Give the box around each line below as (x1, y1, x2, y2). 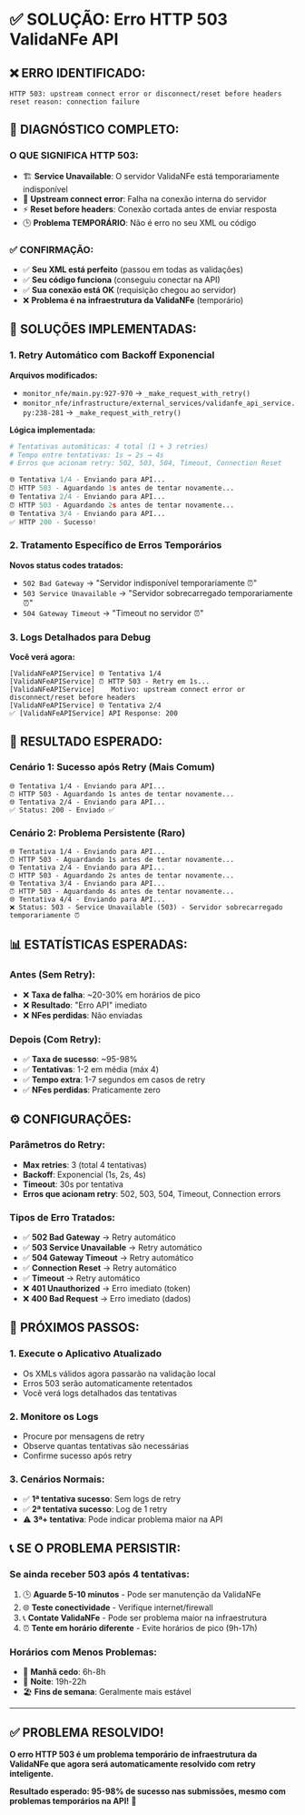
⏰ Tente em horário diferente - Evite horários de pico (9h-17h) (22, 1623, 258, 1634)
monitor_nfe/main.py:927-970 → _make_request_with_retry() (22, 387, 251, 398)
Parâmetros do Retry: (9, 1139, 106, 1151)
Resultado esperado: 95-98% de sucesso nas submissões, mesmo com (9, 1786, 286, 1797)
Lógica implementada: (9, 424, 96, 435)
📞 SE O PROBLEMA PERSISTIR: (9, 1540, 182, 1556)
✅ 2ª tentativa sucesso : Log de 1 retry (22, 1504, 168, 1515)
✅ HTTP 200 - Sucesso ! (9, 517, 97, 527)
